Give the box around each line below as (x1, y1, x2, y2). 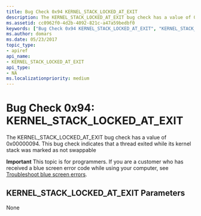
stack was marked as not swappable (6, 147, 97, 154)
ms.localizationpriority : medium (6, 75, 90, 81)
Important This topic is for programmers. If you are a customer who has (6, 158, 184, 165)
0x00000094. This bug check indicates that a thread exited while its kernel (6, 140, 191, 147)
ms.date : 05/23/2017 (6, 36, 58, 42)
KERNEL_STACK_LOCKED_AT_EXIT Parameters (6, 188, 185, 198)
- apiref (6, 48, 28, 54)
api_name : (6, 53, 31, 59)
